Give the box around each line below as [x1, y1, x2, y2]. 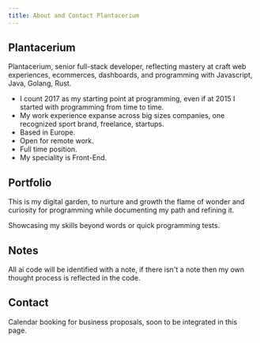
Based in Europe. [19, 128, 76, 137]
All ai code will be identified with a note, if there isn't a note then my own [8, 265, 245, 274]
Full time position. [19, 144, 77, 154]
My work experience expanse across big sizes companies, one [19, 111, 225, 120]
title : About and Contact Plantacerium [8, 11, 140, 20]
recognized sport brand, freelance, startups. [19, 120, 164, 129]
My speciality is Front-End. [19, 153, 107, 162]
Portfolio [8, 176, 52, 189]
